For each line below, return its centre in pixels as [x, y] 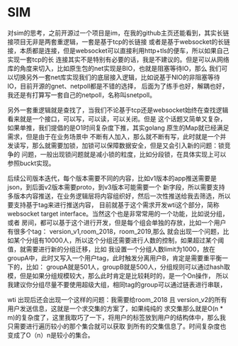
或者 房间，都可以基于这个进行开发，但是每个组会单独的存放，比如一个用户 [117, 222]
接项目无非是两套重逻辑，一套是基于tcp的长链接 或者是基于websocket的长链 [119, 41]
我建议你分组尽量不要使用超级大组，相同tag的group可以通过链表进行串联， [117, 284]
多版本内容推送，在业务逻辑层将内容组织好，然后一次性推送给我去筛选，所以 [119, 196]
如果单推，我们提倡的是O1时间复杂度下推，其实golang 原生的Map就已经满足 [118, 128]
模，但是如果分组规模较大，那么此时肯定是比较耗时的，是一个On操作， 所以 [118, 275]
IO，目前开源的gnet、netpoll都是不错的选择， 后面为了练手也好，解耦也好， [118, 86]
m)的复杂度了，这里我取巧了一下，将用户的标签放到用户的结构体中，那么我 [117, 317]
